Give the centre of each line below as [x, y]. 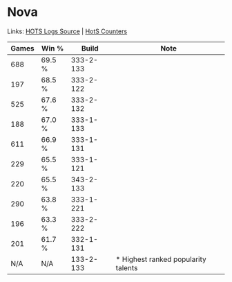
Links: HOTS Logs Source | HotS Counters [67, 31]
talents [127, 267]
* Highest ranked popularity [161, 259]
